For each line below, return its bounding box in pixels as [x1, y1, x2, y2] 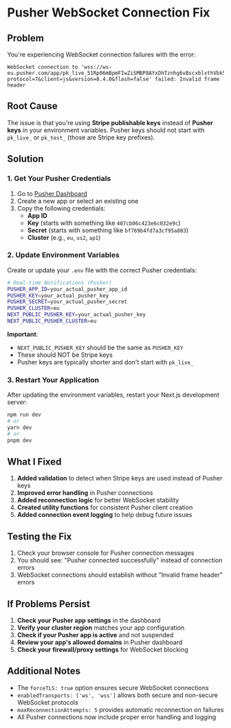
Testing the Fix [7, 531, 72, 542]
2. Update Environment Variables [7, 250, 120, 260]
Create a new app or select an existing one [16, 197, 139, 205]
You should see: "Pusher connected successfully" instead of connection [16, 556, 223, 564]
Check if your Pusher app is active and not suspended [16, 631, 174, 639]
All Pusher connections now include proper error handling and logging [16, 713, 217, 721]
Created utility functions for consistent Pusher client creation [16, 503, 193, 511]
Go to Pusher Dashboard [16, 189, 87, 197]
